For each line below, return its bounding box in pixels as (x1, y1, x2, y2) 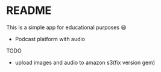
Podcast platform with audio (14, 35, 86, 42)
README (6, 4, 52, 18)
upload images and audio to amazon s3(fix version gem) (14, 59, 156, 66)
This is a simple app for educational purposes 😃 (6, 24, 127, 31)
